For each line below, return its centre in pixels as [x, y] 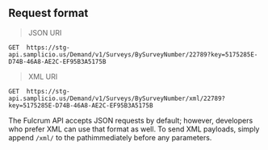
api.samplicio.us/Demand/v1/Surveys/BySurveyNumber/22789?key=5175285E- [133, 54]
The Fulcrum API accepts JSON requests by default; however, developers [131, 120]
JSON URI [45, 32]
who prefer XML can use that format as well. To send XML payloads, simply [134, 129]
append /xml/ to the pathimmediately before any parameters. [110, 137]
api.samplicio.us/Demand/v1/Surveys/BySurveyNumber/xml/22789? [117, 98]
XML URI [43, 77]
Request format [48, 13]
